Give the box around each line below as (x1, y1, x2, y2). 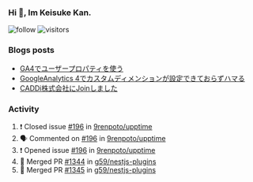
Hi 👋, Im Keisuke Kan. (8, 7, 92, 18)
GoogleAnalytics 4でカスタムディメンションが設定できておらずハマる (19, 73, 245, 83)
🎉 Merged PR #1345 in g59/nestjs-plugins (19, 165, 157, 174)
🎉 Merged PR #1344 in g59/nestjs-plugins (19, 157, 157, 166)
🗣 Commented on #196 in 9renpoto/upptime (19, 133, 166, 143)
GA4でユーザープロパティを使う (19, 63, 124, 73)
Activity (8, 103, 40, 114)
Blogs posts (8, 45, 55, 56)
